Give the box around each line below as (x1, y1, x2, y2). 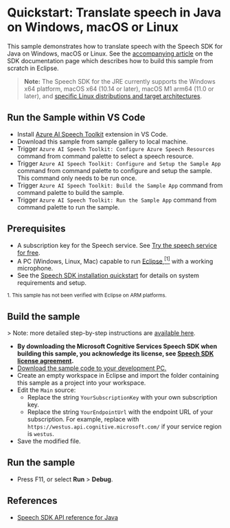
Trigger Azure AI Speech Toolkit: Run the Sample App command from (16, 196, 217, 204)
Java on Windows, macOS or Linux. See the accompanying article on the (7, 49, 214, 58)
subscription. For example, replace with (27, 415, 139, 424)
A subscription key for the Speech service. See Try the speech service (16, 241, 218, 249)
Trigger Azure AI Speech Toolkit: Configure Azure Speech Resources (16, 144, 215, 152)
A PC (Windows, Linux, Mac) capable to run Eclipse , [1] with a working (16, 255, 214, 265)
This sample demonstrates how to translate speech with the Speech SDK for (7, 42, 223, 50)
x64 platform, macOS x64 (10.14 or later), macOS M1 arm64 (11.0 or (23, 84, 214, 93)
